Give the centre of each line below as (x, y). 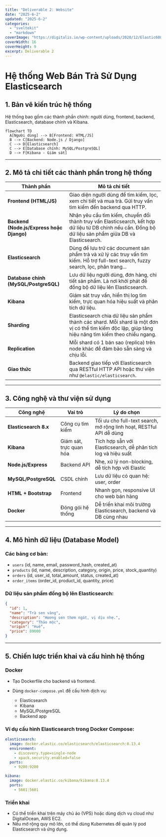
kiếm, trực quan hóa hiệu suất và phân (113, 302)
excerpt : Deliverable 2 (30, 51)
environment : (23, 748)
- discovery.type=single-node (45, 753)
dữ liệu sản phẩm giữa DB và (102, 234)
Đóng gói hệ (75, 508)
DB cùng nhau (111, 517)
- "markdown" (23, 33)
